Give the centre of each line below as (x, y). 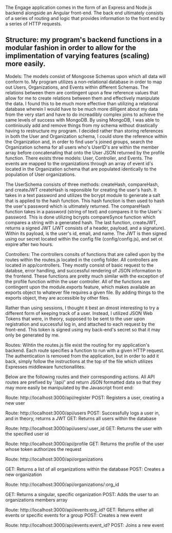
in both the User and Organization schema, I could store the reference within (86, 136)
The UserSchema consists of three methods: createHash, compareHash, (82, 184)
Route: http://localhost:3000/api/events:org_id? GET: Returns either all (80, 509)
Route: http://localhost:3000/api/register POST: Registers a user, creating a (85, 398)
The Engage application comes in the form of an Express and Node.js (79, 7)
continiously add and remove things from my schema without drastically (82, 125)
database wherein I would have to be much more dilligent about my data (82, 109)
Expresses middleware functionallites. (45, 367)
